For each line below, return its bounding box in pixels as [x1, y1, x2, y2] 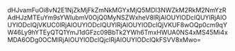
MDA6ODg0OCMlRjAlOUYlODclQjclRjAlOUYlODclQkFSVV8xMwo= [7, 36, 202, 44]
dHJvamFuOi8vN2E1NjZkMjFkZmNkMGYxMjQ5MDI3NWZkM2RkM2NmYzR [7, 6, 227, 14]
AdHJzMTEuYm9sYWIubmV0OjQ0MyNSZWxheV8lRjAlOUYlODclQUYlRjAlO [7, 13, 227, 22]
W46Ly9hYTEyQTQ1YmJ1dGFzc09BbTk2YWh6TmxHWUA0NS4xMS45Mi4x [7, 28, 229, 36]
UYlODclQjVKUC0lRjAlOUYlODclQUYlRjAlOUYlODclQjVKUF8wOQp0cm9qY [7, 21, 228, 29]
